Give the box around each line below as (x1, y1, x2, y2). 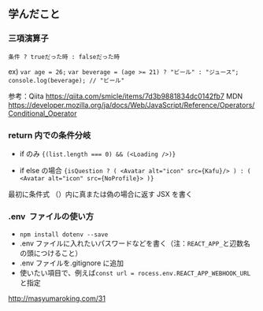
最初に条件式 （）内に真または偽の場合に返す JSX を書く (8, 189, 193, 198)
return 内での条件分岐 (8, 129, 91, 140)
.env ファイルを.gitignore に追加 (19, 258, 124, 268)
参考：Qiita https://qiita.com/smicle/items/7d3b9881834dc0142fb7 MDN (8, 91, 243, 101)
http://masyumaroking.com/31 (8, 294, 106, 303)
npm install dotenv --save (19, 231, 109, 239)
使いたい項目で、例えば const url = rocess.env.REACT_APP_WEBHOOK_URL (19, 268, 251, 278)
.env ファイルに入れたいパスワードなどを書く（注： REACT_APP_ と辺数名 (19, 239, 250, 248)
